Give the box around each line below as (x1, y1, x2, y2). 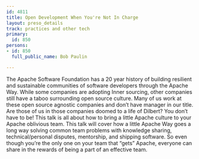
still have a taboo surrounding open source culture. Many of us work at (6, 95, 182, 102)
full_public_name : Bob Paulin (11, 54, 87, 60)
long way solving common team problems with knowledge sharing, (6, 126, 173, 134)
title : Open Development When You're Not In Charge (6, 14, 138, 20)
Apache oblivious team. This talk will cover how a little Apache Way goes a (6, 120, 191, 127)
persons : (6, 43, 28, 49)
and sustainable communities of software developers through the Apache (6, 82, 188, 89)
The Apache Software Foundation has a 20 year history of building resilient (6, 75, 192, 83)
